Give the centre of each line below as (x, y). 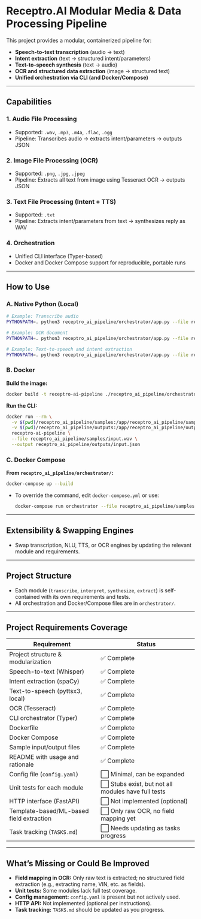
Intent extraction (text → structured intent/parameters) (83, 58)
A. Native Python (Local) (42, 304)
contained (27, 596)
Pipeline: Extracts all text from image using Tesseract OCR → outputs (100, 180)
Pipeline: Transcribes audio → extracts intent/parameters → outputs (98, 138)
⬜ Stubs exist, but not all (137, 784)
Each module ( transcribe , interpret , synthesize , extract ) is (89, 590)
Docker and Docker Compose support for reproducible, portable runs (100, 263)
